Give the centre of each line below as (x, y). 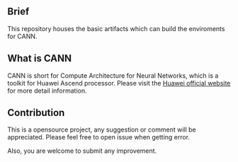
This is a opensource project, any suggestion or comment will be (102, 129)
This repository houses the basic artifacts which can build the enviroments (116, 28)
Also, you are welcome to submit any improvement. (82, 151)
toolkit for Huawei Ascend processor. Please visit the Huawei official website (119, 83)
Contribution (36, 113)
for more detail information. (47, 91)
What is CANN (40, 58)
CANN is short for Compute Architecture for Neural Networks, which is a (113, 75)
